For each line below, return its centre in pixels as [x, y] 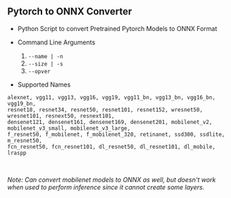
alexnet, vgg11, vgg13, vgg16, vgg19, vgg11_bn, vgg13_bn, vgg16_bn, [112, 97]
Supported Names [44, 85]
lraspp [17, 153]
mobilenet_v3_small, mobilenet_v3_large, [69, 128]
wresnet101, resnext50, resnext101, [61, 116]
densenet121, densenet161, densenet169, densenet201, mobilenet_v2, [110, 122]
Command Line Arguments [56, 42]
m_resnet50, [25, 140]
